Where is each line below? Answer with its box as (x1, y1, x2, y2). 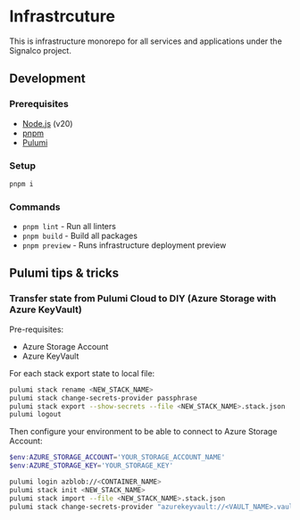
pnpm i (9, 179, 34, 188)
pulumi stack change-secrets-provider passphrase (9, 393, 198, 402)
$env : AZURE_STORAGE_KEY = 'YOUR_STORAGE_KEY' (9, 461, 174, 470)
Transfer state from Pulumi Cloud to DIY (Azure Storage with (9, 293, 277, 305)
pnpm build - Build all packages (21, 230, 138, 242)
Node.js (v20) (21, 118, 73, 128)
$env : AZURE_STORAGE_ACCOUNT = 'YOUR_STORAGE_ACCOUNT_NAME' (9, 453, 226, 462)
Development (9, 71, 87, 87)
